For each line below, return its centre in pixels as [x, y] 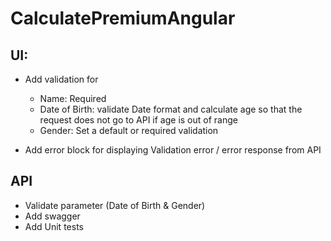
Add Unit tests [54, 226]
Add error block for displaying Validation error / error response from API [173, 150]
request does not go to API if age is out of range [138, 120]
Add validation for [61, 79]
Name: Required [73, 98]
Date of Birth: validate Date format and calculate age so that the [171, 109]
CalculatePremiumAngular [123, 18]
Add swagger [52, 216]
